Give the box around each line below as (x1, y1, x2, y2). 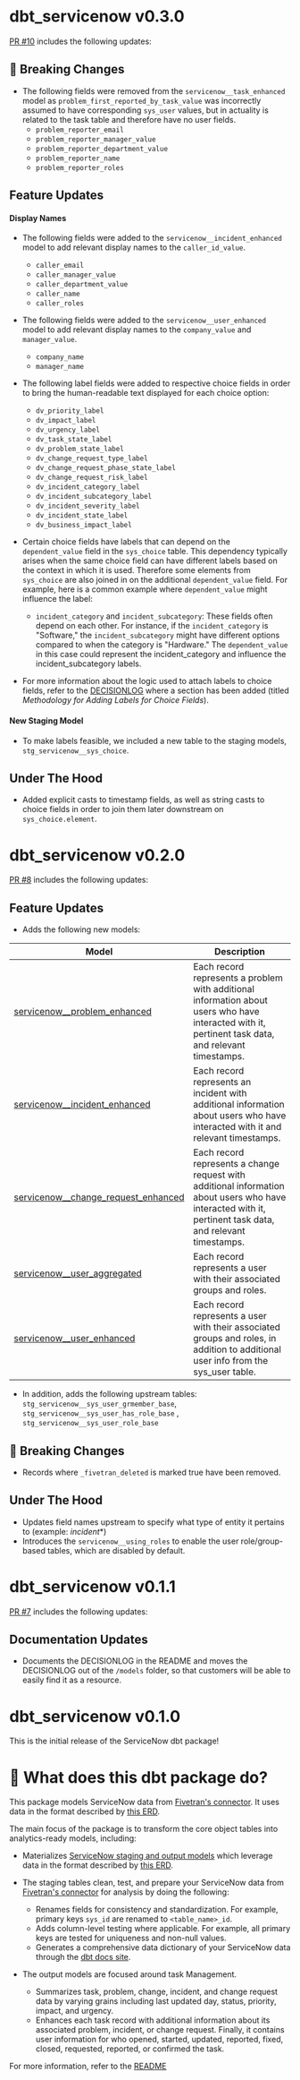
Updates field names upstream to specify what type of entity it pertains (21, 1516, 285, 1528)
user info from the (193, 1355, 269, 1367)
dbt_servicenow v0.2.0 (9, 844, 186, 865)
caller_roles (35, 299, 85, 308)
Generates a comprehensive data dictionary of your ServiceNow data (35, 1942, 291, 1953)
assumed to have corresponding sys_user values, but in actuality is (21, 105, 270, 116)
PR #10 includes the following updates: (9, 36, 152, 47)
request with (193, 1168, 246, 1181)
